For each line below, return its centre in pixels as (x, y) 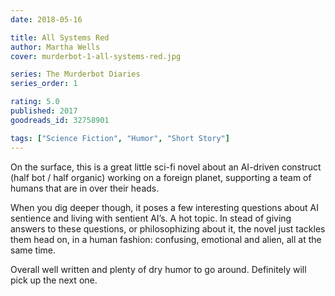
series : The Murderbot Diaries (75, 74)
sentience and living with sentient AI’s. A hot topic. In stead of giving (151, 218)
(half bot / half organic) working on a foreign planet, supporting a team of (161, 177)
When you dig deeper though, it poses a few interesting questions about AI (165, 207)
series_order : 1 (44, 84)
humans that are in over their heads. (85, 188)
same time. (33, 250)
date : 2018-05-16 (46, 19)
